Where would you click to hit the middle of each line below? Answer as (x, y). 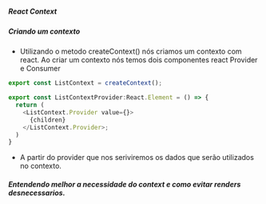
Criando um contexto (44, 31)
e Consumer (40, 69)
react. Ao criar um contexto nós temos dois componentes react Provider (139, 60)
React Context (33, 11)
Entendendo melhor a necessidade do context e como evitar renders (125, 184)
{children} (48, 120)
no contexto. (41, 166)
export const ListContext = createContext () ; (85, 83)
